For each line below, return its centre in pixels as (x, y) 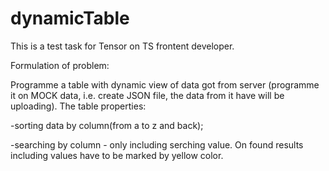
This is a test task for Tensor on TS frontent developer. (122, 46)
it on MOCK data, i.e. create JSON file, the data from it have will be (147, 95)
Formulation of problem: (60, 65)
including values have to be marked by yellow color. (117, 155)
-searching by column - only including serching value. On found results (157, 144)
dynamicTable (70, 18)
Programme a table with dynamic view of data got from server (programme (165, 84)
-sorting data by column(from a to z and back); (107, 125)
